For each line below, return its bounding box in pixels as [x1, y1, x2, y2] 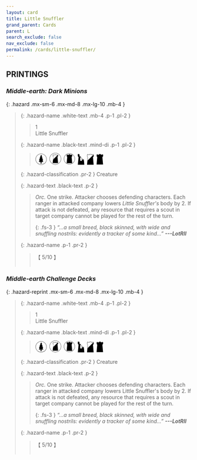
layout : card [6, 9, 38, 15]
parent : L [6, 28, 31, 34]
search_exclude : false [6, 34, 62, 41]
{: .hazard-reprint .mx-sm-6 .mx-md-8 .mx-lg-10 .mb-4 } [6, 288, 144, 295]
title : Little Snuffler [6, 15, 65, 22]
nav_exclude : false [6, 41, 54, 47]
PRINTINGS [6, 70, 49, 80]
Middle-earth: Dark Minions [6, 87, 88, 96]
